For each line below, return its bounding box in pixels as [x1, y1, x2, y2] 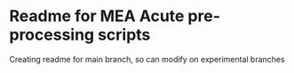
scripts [97, 25, 151, 45]
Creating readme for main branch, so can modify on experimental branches [9, 54, 286, 64]
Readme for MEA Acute [9, 6, 185, 26]
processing [9, 25, 95, 45]
